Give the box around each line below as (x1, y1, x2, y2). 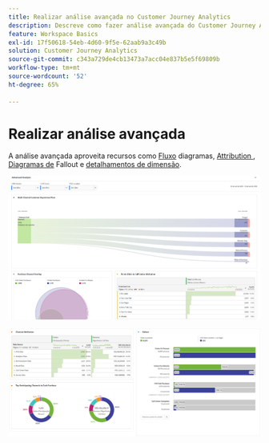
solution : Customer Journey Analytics (8, 47, 138, 55)
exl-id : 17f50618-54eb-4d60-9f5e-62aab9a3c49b (8, 39, 167, 47)
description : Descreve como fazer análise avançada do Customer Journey (8, 21, 256, 30)
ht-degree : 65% (8, 80, 59, 88)
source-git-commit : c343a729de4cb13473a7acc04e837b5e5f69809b (8, 55, 220, 63)
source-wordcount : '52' (8, 72, 88, 80)
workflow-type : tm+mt (8, 64, 81, 72)
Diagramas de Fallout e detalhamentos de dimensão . (8, 160, 182, 169)
